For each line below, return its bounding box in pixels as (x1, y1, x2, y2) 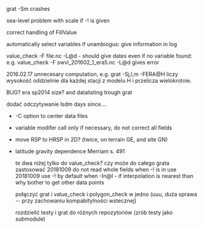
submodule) (15, 215, 46, 223)
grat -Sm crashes (6, 5, 51, 12)
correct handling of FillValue (6, 29, 77, 36)
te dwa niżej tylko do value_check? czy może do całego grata (15, 159, 169, 167)
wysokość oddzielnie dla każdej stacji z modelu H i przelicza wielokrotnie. (6, 77, 192, 84)
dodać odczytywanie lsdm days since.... (6, 100, 108, 108)
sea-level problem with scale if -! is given (6, 17, 110, 24)
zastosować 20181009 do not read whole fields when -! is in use (15, 166, 177, 173)
